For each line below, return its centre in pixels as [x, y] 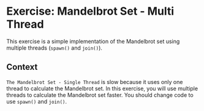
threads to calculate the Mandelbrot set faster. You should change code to [100, 95]
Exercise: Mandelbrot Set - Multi [90, 11]
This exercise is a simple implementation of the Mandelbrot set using [93, 41]
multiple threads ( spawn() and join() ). [55, 48]
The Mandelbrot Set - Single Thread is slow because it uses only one [95, 82]
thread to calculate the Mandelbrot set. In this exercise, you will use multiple [102, 88]
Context [22, 67]
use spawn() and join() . [37, 101]
